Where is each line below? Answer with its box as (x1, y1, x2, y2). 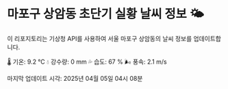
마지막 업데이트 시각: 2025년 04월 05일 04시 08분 (7, 74, 143, 82)
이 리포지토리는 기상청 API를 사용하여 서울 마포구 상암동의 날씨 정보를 (7, 34, 192, 42)
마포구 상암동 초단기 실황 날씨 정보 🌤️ (7, 6, 204, 22)
